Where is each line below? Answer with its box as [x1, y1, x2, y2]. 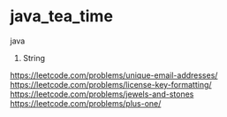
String [22, 52, 46, 63]
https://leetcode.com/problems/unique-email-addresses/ [10, 69, 218, 81]
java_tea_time [10, 6, 114, 27]
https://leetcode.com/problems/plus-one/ [10, 97, 162, 108]
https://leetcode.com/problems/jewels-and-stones [10, 89, 194, 99]
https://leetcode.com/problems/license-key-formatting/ [10, 79, 212, 90]
